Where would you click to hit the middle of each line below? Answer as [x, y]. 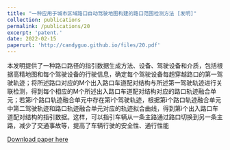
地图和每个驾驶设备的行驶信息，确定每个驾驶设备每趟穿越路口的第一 [121, 74]
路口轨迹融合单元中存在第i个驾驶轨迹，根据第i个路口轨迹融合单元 [130, 100]
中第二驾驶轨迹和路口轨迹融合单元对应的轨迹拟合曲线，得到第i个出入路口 [110, 108]
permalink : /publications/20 [49, 26]
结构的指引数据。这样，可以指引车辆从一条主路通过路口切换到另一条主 [124, 117]
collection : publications [44, 20]
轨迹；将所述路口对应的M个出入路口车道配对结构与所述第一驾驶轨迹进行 [115, 83]
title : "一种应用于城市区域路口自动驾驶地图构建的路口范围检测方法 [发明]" [102, 13]
